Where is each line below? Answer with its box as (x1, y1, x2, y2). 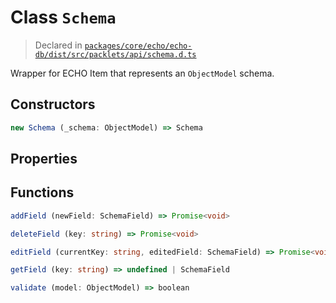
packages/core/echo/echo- (84, 41, 193, 51)
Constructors (10, 96, 96, 113)
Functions (10, 184, 75, 201)
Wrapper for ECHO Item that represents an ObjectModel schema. (10, 67, 275, 79)
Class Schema (10, 6, 117, 29)
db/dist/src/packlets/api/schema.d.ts (34, 49, 197, 60)
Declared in (34, 39, 83, 51)
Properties (10, 151, 78, 168)
